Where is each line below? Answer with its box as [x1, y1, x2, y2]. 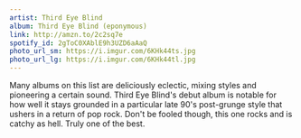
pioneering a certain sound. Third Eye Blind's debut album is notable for [9, 89, 277, 100]
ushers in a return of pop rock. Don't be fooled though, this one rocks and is [9, 109, 293, 119]
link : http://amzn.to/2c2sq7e [9, 30, 124, 39]
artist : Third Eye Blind [9, 13, 103, 23]
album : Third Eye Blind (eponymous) [9, 22, 147, 31]
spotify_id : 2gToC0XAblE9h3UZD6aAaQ [9, 38, 147, 48]
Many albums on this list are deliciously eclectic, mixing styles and [9, 80, 258, 90]
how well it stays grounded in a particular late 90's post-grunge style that [9, 99, 283, 109]
